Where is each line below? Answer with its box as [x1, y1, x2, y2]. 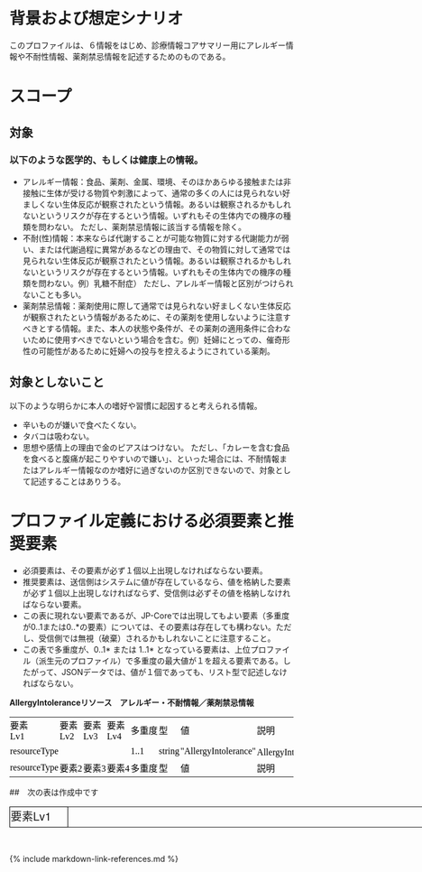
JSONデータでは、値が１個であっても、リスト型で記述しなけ [61, 666, 288, 677]
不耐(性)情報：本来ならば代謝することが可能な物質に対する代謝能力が [22, 232, 282, 244]
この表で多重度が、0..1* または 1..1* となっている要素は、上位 [22, 644, 251, 654]
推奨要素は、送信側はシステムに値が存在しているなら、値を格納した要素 [22, 576, 291, 587]
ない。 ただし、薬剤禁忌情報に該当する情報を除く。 [53, 221, 246, 232]
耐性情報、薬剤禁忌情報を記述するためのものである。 [32, 51, 231, 61]
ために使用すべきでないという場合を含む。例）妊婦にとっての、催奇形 [30, 334, 290, 345]
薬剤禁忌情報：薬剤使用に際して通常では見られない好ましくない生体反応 [22, 300, 291, 311]
